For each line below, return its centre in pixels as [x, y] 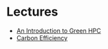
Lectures [32, 12]
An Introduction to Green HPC [58, 31]
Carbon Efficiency [42, 37]
